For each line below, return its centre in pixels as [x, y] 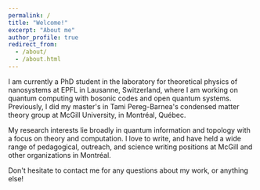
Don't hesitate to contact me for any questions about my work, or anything [128, 170]
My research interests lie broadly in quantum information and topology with [129, 130]
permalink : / [29, 15]
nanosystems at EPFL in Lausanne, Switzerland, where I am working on [123, 90]
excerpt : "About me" [42, 30]
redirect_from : [33, 45]
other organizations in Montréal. [60, 155]
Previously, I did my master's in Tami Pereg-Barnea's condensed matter [124, 106]
